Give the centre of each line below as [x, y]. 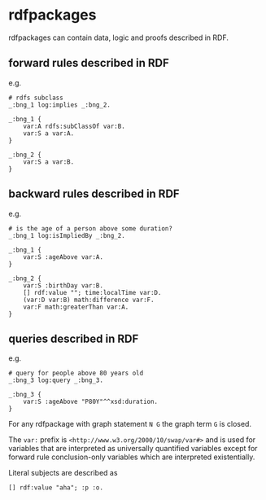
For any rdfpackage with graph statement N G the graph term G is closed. [130, 424]
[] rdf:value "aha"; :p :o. [56, 488]
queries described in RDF [74, 338]
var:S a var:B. [49, 162]
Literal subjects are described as [63, 473]
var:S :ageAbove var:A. [63, 257]
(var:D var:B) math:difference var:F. [89, 300]
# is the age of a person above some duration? [91, 228]
